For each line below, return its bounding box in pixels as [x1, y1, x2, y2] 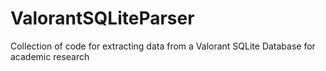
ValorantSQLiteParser [10, 7, 195, 30]
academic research [10, 50, 90, 62]
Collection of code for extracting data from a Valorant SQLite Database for [10, 40, 316, 52]
